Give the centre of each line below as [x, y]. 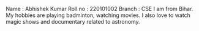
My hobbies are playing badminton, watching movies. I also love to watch [98, 15]
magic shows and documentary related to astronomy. [73, 22]
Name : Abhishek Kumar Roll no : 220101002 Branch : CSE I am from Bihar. [99, 9]
